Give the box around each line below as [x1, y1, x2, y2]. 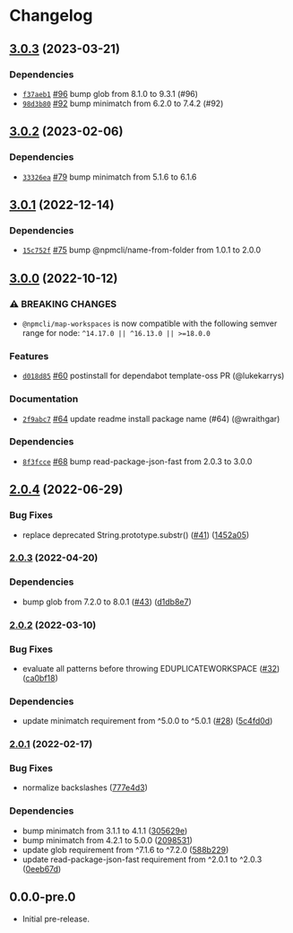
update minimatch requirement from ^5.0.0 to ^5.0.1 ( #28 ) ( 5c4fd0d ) [22, 716, 273, 726]
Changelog [9, 5, 93, 26]
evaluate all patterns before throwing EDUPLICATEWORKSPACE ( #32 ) [22, 663, 280, 673]
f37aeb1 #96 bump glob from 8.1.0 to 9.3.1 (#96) [22, 88, 199, 99]
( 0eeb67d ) [22, 863, 62, 874]
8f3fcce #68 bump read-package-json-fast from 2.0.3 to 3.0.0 [22, 455, 253, 467]
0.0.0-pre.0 [9, 890, 76, 905]
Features [9, 349, 49, 362]
